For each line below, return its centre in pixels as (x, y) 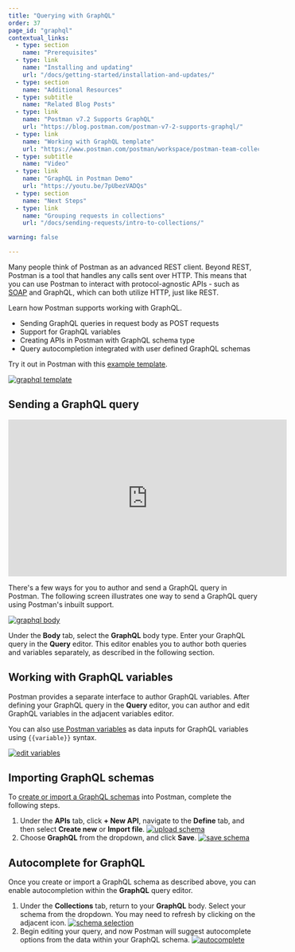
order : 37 (25, 23)
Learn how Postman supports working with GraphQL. (95, 308)
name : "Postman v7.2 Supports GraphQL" (89, 119)
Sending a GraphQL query (74, 404)
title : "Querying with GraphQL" (62, 16)
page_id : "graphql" (41, 30)
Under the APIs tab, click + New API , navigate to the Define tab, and (132, 821)
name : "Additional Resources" (73, 90)
